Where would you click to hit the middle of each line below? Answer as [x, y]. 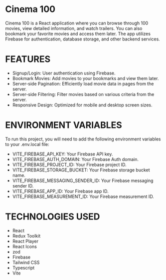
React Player [25, 241]
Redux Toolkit [26, 235]
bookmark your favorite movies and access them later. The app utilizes [78, 33]
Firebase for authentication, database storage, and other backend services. [83, 39]
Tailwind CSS [26, 262]
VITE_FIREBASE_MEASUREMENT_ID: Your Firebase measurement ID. [83, 196]
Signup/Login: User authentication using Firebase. [64, 73]
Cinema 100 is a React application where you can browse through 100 [77, 23]
